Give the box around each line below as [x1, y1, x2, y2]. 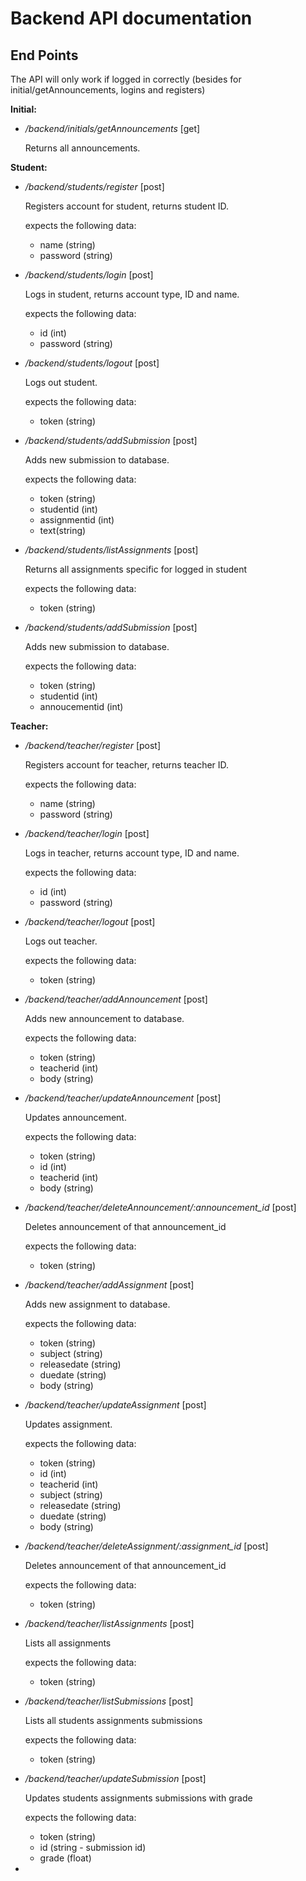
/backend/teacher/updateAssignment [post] [24, 1399, 207, 1411]
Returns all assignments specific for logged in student [24, 563, 248, 575]
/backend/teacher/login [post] [24, 828, 150, 839]
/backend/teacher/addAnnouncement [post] [24, 993, 208, 1005]
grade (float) [39, 1852, 92, 1864]
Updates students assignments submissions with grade [24, 1792, 253, 1804]
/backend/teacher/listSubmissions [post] [24, 1695, 194, 1707]
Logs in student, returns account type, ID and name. [24, 288, 240, 300]
